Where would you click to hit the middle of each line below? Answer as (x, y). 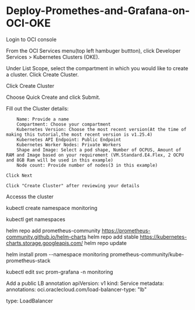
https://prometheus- (126, 230)
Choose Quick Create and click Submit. (53, 97)
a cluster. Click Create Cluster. (42, 74)
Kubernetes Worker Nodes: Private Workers (69, 144)
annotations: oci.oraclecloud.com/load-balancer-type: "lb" (76, 289)
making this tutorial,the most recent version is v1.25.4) (79, 135)
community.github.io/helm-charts (46, 237)
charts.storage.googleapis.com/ (45, 243)
